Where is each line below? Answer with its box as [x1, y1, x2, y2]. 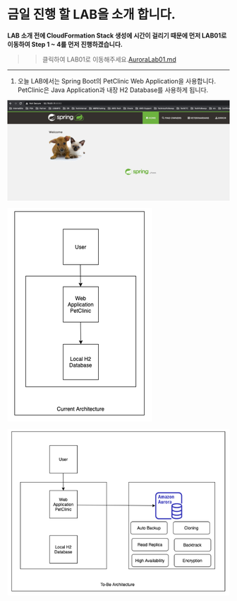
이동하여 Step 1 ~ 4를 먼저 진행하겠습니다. [7, 40, 123, 48]
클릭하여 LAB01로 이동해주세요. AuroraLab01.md [42, 55, 176, 64]
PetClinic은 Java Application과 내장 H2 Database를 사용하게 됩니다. [17, 86, 209, 94]
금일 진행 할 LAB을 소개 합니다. [7, 6, 176, 23]
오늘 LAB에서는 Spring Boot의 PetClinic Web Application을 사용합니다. [17, 76, 217, 85]
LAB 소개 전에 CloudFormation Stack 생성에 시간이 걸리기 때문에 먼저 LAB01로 [7, 31, 227, 40]
